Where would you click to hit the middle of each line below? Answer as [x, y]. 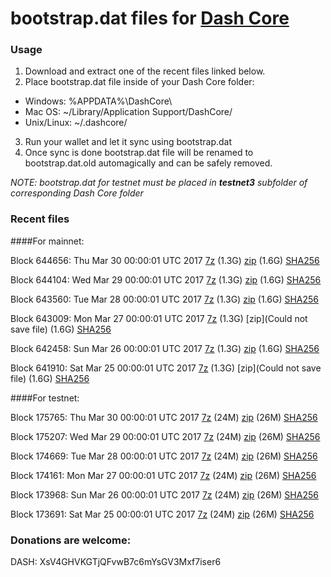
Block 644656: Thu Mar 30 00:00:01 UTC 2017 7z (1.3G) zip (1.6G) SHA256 [165, 260]
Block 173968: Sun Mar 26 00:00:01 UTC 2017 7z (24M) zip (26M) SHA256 [164, 494]
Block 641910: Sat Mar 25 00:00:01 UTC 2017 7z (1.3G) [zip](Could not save [166, 368]
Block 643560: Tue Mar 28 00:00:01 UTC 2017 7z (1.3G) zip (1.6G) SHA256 [165, 299]
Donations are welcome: [71, 540]
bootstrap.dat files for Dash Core [150, 18]
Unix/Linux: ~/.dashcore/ [76, 123]
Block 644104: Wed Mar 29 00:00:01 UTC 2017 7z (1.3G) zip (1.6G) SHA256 [166, 279]
